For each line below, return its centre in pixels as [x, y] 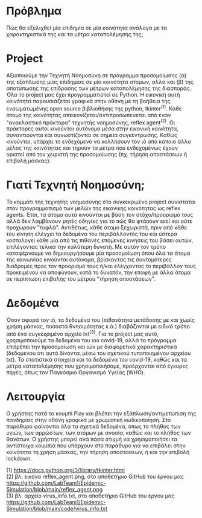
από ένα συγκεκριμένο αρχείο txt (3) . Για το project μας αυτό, [83, 333]
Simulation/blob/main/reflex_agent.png [55, 489]
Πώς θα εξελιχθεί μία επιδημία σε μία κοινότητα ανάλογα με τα [87, 28]
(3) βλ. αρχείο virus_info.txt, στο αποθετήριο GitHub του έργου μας [90, 496]
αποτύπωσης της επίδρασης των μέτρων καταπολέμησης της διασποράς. [99, 88]
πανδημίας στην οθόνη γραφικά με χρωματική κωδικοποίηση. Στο [89, 420]
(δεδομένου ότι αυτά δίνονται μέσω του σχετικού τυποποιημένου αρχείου [99, 353]
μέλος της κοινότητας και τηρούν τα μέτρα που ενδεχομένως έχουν [92, 148]
